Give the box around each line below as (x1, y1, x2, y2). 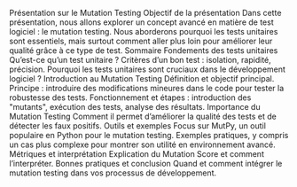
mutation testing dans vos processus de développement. (9, 168, 217, 178)
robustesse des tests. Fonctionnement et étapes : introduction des (9, 92, 252, 103)
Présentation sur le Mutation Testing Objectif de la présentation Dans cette (9, 8, 282, 18)
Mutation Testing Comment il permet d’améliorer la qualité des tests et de (9, 111, 277, 121)
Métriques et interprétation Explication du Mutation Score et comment (9, 149, 264, 159)
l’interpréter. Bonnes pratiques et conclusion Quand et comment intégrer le (9, 159, 283, 168)
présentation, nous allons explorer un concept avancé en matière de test (9, 17, 274, 27)
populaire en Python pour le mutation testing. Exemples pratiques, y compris (9, 130, 289, 140)
